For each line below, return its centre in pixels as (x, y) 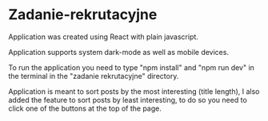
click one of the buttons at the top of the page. (85, 108)
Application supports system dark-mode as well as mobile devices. (119, 52)
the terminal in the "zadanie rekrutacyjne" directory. (94, 76)
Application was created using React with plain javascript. (103, 37)
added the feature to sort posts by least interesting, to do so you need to (128, 100)
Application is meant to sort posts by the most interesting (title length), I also (134, 91)
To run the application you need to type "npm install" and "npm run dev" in (131, 67)
